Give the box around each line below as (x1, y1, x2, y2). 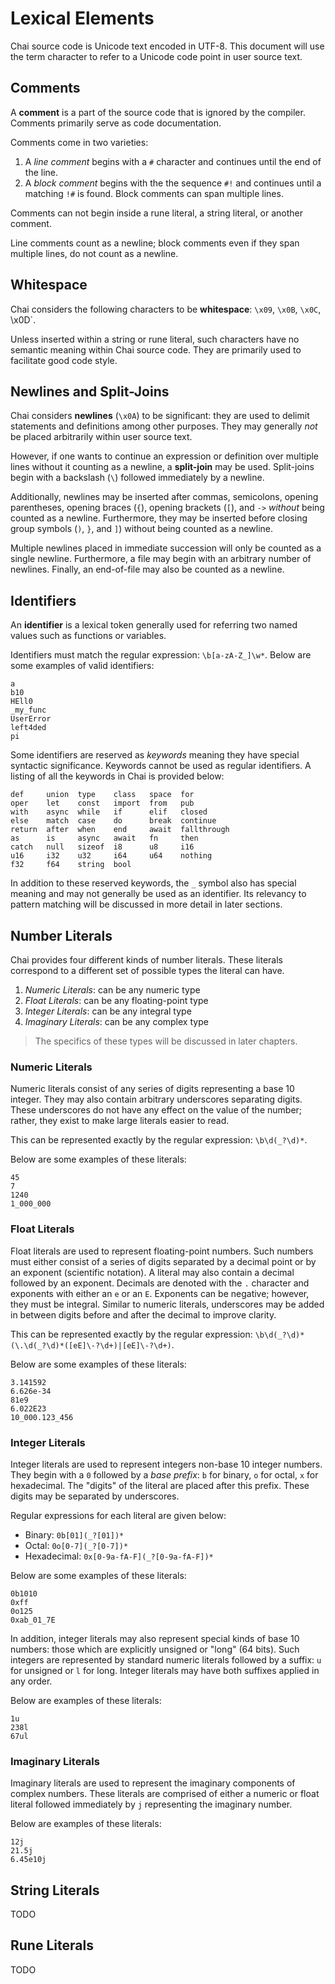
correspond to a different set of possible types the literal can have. (10, 965, 285, 976)
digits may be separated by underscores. (10, 1490, 180, 1502)
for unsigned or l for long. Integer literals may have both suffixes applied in (10, 1664, 320, 1676)
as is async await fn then (10, 833, 199, 844)
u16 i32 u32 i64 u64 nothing (10, 851, 213, 861)
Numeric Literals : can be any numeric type (24, 984, 201, 996)
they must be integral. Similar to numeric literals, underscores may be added (10, 1298, 325, 1310)
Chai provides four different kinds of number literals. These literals (10, 954, 283, 966)
